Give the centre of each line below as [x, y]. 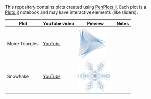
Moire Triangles [23, 43]
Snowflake [18, 76]
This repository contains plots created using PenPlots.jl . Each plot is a [76, 7]
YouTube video [59, 23]
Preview [95, 23]
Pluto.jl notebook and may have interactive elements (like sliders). [72, 12]
